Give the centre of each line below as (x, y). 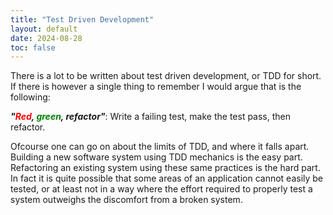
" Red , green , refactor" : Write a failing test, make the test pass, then (151, 117)
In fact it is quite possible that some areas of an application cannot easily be (167, 178)
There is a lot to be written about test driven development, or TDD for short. (166, 76)
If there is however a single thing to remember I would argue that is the (156, 87)
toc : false (33, 47)
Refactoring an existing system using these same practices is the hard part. (165, 168)
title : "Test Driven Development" (82, 19)
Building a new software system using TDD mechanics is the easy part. (156, 157)
